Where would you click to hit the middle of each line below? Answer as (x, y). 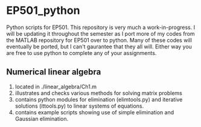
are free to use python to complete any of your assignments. (81, 53)
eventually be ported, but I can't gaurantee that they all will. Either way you (99, 47)
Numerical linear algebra (54, 72)
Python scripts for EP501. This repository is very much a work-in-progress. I (101, 27)
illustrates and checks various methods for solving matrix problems (98, 93)
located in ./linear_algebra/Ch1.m (56, 86)
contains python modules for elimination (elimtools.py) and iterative (99, 99)
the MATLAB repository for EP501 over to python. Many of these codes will (99, 40)
